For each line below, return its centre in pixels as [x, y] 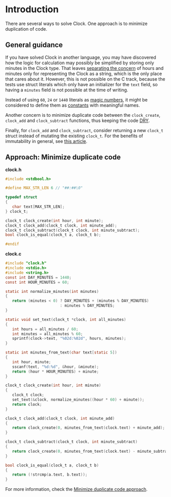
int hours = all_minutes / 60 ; [45, 329]
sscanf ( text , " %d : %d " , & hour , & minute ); [55, 367]
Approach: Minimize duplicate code [63, 157]
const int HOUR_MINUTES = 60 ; [37, 282]
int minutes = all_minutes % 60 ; [47, 334]
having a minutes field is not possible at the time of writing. [67, 90]
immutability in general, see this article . [46, 141]
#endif [12, 244]
